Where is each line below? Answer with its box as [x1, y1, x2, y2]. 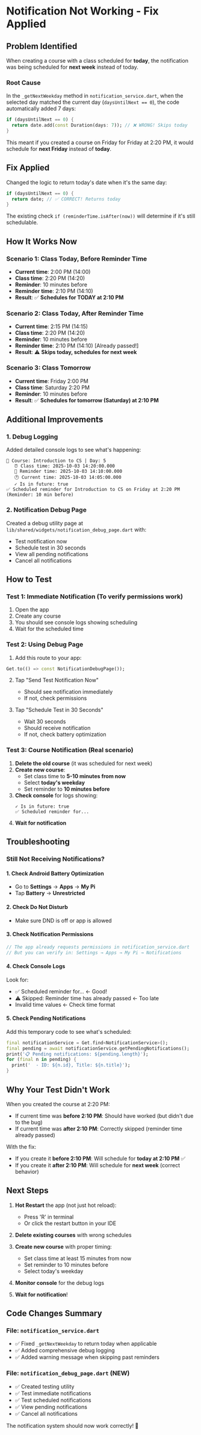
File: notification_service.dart [6, 1326, 99, 1335]
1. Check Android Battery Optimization [6, 870, 104, 877]
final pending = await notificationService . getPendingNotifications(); [6, 1045, 190, 1051]
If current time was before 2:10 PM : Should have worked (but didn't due [14, 1112, 194, 1120]
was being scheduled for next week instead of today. [6, 63, 138, 71]
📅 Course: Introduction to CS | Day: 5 [6, 458, 107, 464]
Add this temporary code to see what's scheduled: [6, 1028, 132, 1035]
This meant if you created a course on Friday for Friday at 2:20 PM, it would [6, 139, 194, 146]
